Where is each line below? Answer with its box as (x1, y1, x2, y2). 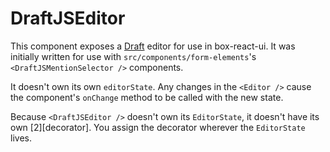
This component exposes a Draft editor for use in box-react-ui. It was (10, 40, 296, 52)
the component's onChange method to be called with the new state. (10, 91, 284, 103)
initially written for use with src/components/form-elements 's (10, 50, 257, 62)
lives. (10, 132, 32, 144)
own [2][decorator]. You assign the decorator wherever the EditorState (10, 121, 306, 133)
